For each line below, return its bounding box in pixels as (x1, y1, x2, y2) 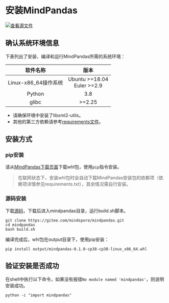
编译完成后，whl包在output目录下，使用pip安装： (5, 236, 109, 242)
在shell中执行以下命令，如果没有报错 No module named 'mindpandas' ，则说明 (5, 276, 164, 282)
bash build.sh (5, 227, 36, 232)
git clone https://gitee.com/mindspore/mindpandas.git (5, 217, 125, 223)
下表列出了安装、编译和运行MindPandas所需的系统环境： (5, 53, 126, 59)
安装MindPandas (5, 5, 78, 16)
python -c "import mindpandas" (5, 292, 72, 298)
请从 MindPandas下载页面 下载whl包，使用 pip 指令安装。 (5, 164, 122, 170)
